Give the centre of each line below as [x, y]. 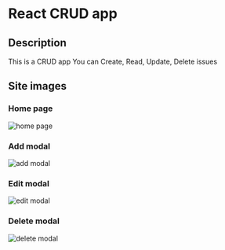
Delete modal [34, 221]
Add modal [29, 146]
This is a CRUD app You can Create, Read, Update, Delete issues [113, 61]
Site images [37, 86]
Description [37, 43]
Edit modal [29, 183]
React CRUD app [63, 14]
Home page [31, 108]
